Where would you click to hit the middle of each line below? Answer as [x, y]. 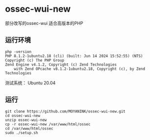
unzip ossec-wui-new [26, 120]
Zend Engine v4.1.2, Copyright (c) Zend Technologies [61, 65]
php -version [18, 52]
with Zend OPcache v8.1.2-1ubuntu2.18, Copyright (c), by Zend [80, 69]
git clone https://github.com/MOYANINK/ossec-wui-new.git [65, 111]
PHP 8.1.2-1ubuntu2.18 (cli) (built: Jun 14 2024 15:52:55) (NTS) [74, 56]
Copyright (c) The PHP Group [35, 60]
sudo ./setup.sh [21, 133]
